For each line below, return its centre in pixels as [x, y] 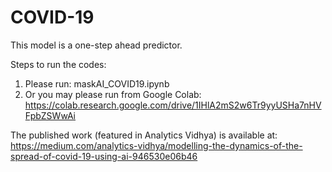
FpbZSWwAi [50, 115]
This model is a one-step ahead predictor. [96, 45]
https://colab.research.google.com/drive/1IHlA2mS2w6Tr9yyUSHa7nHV [173, 105]
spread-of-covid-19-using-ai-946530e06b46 [104, 156]
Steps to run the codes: [58, 64]
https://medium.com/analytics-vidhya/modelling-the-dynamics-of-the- [156, 145]
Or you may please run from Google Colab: [113, 94]
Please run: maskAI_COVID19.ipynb [97, 83]
